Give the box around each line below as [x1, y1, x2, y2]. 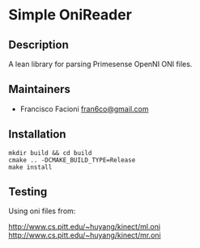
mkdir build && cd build [8, 149, 92, 157]
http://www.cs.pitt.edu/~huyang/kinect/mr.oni [8, 230, 161, 240]
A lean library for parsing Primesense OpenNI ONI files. [8, 59, 193, 69]
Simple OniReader [8, 6, 132, 24]
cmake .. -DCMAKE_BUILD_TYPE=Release [8, 156, 136, 164]
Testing [8, 185, 48, 199]
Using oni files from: [8, 206, 76, 216]
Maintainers [8, 82, 71, 96]
